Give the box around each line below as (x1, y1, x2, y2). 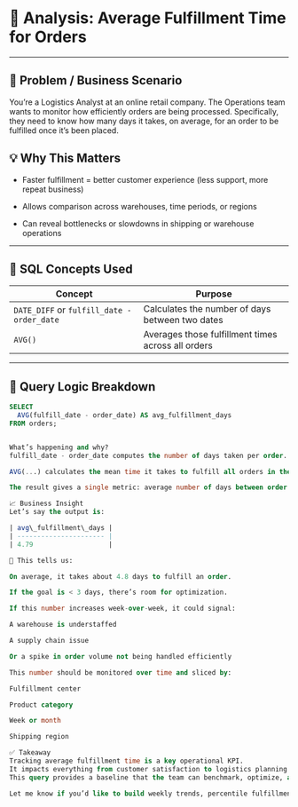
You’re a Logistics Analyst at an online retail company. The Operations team (9, 97, 286, 107)
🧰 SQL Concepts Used (9, 261, 133, 276)
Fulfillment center (9, 684, 82, 693)
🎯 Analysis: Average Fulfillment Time (9, 8, 286, 28)
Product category (9, 700, 74, 709)
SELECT (9, 403, 34, 412)
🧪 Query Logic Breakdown (9, 379, 156, 394)
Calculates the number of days (143, 303, 271, 315)
